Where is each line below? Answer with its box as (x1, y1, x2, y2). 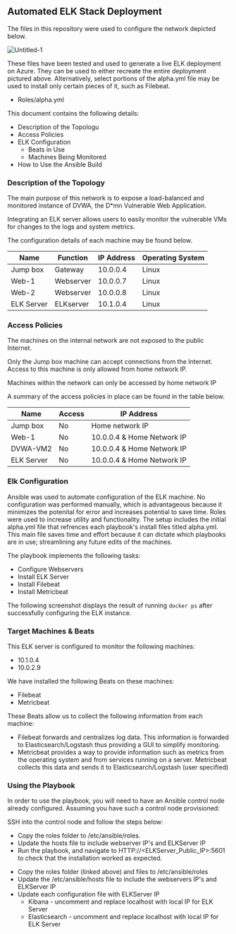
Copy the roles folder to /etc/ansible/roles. (17, 832, 141, 840)
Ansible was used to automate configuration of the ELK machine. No (7, 492, 206, 501)
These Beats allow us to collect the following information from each (7, 712, 203, 720)
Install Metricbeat (17, 587, 68, 595)
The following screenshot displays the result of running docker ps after (7, 601, 213, 609)
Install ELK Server (17, 572, 69, 581)
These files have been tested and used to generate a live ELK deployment (7, 59, 221, 68)
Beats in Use (27, 145, 66, 154)
